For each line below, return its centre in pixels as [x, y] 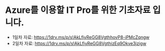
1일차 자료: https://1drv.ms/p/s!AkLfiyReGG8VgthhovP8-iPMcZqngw [81, 37]
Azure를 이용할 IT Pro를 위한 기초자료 [78, 10]
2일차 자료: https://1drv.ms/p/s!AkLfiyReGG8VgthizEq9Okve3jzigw [79, 43]
